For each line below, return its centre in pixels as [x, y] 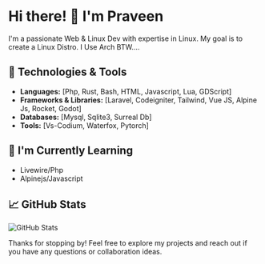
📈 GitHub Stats [47, 204]
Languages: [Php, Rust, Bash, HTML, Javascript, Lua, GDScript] [126, 91]
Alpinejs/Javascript [51, 178]
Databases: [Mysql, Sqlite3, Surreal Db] [86, 117]
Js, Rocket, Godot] [50, 108]
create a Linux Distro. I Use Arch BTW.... [74, 46]
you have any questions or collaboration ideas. [85, 252]
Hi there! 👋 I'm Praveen [86, 16]
